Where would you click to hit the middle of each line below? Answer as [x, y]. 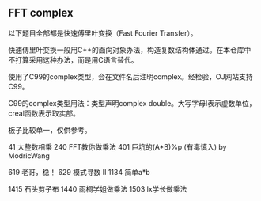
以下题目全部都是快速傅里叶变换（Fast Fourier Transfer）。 [103, 33]
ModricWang [29, 155]
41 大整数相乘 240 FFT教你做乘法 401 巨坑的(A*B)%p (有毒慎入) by [117, 146]
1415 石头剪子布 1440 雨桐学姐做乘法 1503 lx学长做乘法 [98, 188]
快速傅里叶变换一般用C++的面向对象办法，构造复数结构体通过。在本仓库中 [130, 50]
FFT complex [41, 13]
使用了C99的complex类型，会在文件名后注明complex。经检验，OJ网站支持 [130, 76]
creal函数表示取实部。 [44, 113]
